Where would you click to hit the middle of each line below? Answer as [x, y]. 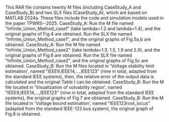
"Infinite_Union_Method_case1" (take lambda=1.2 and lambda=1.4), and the [83, 29]
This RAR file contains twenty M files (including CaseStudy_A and [73, 7]
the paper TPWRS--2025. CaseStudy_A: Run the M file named [69, 23]
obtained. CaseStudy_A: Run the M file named [53, 44]
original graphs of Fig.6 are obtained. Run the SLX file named [69, 55]
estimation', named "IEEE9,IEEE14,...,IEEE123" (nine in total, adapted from [81, 71]
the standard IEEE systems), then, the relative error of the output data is [80, 77]
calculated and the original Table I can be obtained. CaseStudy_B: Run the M [84, 82]
